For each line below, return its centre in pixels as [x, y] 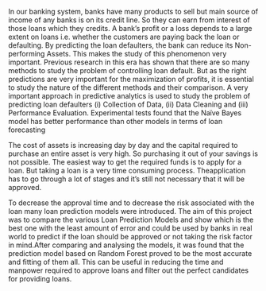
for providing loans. [40, 279]
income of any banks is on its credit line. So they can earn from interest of [129, 20]
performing [27, 54]
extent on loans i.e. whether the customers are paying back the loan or [124, 37]
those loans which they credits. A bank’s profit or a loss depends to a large [130, 28]
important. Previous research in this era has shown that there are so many [129, 62]
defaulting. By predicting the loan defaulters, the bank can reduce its [121, 45]
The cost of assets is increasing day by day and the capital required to [123, 145]
